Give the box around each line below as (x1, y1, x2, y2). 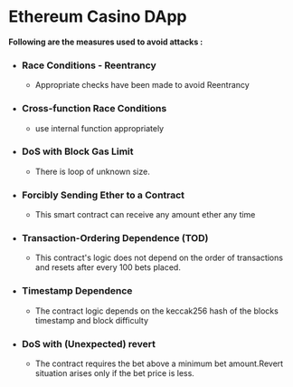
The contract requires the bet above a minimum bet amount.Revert (34, 358, 284, 369)
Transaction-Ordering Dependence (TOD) (21, 232, 209, 245)
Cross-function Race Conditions (21, 102, 167, 115)
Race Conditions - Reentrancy (21, 59, 156, 72)
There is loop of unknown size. (34, 166, 150, 177)
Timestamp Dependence (21, 285, 133, 297)
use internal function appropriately (34, 122, 165, 133)
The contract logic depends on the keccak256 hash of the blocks (34, 305, 279, 316)
